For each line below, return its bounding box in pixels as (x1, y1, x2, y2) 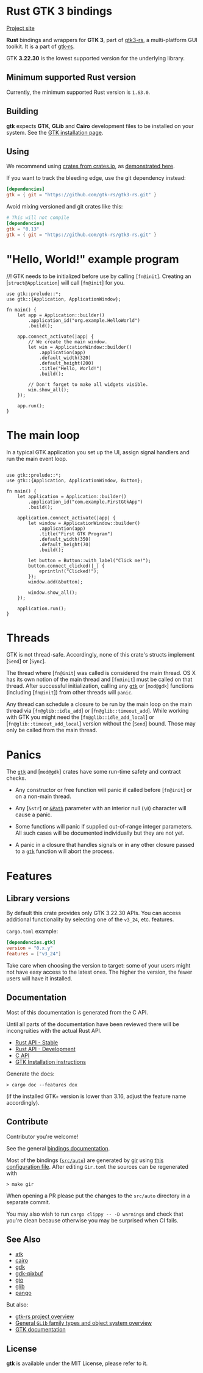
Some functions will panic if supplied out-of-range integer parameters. (15, 823, 193, 830)
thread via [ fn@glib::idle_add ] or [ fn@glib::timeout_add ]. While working (6, 707, 189, 715)
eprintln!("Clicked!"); (38, 568, 99, 574)
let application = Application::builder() (17, 493, 127, 499)
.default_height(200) (38, 360, 94, 366)
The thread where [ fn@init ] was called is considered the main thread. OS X (6, 669, 196, 677)
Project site (6, 24, 35, 32)
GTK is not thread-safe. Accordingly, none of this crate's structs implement (6, 651, 195, 658)
